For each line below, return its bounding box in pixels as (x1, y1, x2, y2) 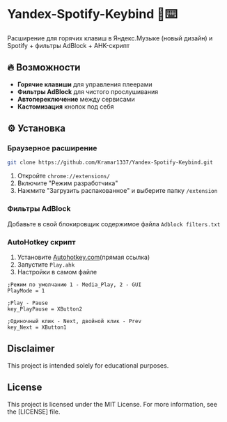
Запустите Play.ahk (17, 260, 75, 269)
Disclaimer (7, 343, 55, 354)
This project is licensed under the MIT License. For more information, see (7, 400, 218, 408)
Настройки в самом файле (17, 267, 97, 276)
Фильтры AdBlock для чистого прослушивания (17, 87, 159, 95)
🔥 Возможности (7, 61, 81, 74)
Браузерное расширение (7, 143, 97, 153)
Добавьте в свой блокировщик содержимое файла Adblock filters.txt (7, 219, 221, 228)
